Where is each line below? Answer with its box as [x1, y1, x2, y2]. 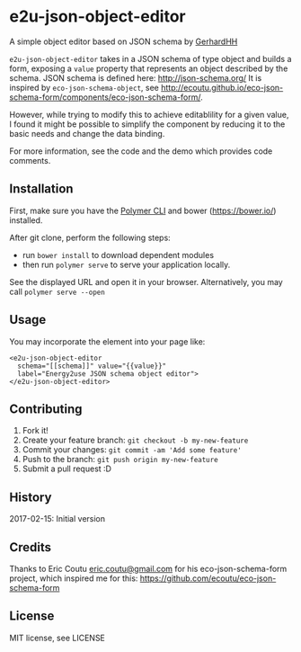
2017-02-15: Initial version [9, 514, 106, 524]
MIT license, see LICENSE [9, 632, 106, 643]
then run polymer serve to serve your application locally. [22, 259, 231, 270]
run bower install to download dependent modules [22, 249, 214, 260]
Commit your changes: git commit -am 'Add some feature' [22, 444, 243, 455]
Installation [9, 182, 74, 197]
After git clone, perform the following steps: [9, 232, 171, 243]
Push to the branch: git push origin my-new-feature [22, 454, 218, 465]
